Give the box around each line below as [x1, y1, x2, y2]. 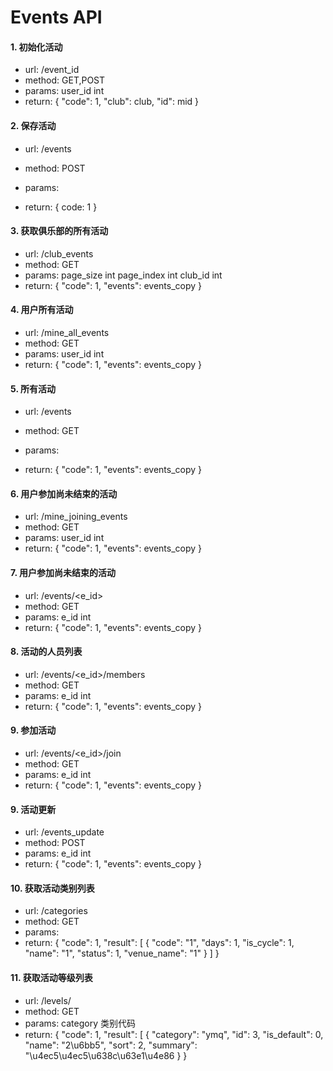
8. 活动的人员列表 [10, 646, 83, 658]
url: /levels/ [24, 994, 72, 1006]
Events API [10, 6, 103, 29]
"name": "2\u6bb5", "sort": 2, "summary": [24, 1039, 198, 1051]
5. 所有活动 [10, 382, 56, 395]
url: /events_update [24, 826, 105, 838]
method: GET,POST [24, 74, 106, 86]
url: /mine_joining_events [24, 511, 128, 523]
